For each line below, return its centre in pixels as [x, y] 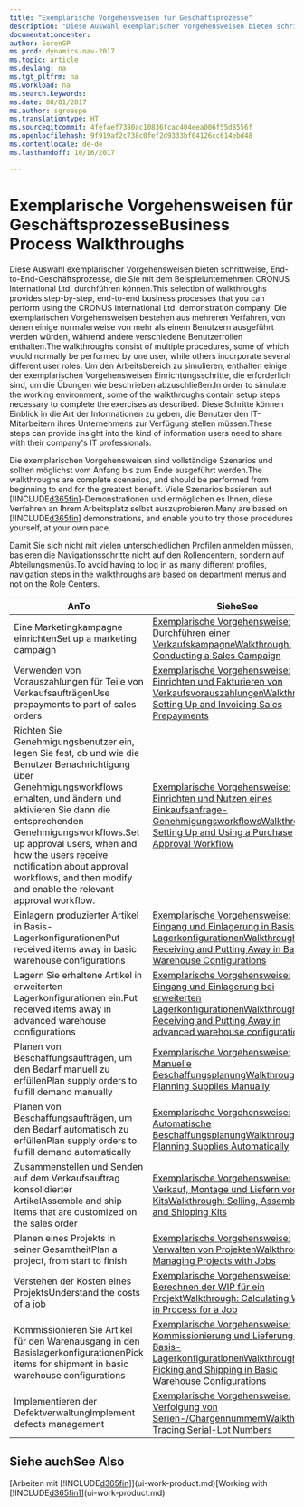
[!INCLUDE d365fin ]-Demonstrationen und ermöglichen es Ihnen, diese [141, 499]
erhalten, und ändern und [68, 798]
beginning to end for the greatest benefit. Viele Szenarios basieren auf [141, 489]
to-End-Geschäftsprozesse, [61, 278]
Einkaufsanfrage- [190, 810]
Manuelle [172, 1064]
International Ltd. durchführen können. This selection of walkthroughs [138, 288]
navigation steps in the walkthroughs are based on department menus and [148, 574]
